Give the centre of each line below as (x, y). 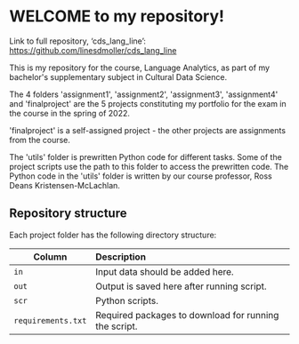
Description (121, 257)
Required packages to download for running (187, 315)
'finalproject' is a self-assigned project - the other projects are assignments (148, 130)
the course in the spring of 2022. (70, 113)
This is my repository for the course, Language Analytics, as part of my (139, 68)
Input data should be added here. (164, 271)
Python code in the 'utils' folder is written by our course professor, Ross (141, 176)
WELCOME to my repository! (117, 16)
